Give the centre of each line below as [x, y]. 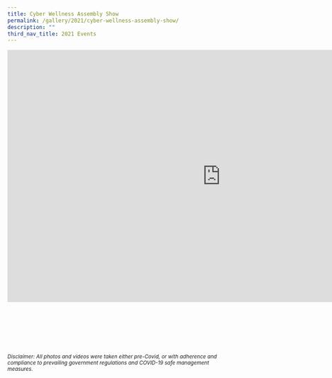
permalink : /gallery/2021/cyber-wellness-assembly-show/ [93, 21]
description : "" [31, 27]
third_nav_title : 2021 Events [52, 34]
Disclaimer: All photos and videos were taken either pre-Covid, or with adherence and [112, 357]
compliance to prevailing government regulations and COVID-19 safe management [108, 363]
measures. [20, 369]
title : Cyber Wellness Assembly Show [63, 14]
